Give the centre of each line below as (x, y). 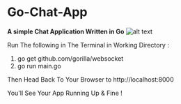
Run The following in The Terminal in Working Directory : (88, 45)
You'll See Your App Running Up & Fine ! (65, 93)
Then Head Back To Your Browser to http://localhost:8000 (90, 79)
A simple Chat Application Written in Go (66, 31)
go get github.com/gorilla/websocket (70, 58)
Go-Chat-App (47, 12)
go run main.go (39, 66)
